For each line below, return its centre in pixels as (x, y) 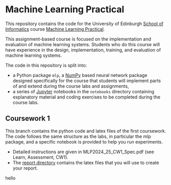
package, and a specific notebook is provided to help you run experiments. (84, 141)
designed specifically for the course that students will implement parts (87, 80)
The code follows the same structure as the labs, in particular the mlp (78, 136)
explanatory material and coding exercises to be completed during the (87, 97)
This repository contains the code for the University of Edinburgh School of (84, 24)
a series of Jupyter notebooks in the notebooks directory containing (83, 91)
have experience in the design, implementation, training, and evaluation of (83, 50)
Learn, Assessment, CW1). (41, 157)
